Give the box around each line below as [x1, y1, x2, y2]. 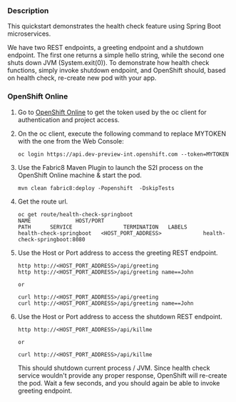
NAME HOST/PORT [17, 217, 105, 224]
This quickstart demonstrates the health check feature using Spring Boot [7, 22, 221, 31]
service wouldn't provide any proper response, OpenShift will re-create [17, 371, 227, 380]
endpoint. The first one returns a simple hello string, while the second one [7, 51, 225, 59]
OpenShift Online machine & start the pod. [17, 171, 143, 179]
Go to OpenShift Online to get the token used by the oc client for [17, 108, 207, 116]
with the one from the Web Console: [17, 136, 124, 145]
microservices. [7, 29, 51, 38]
